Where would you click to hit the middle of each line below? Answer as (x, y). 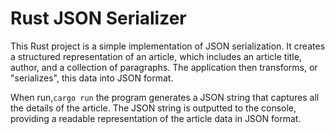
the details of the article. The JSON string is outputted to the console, (153, 108)
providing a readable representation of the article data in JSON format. (156, 118)
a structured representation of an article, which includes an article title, (156, 56)
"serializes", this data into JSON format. (92, 78)
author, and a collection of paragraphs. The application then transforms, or (164, 67)
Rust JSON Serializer (98, 18)
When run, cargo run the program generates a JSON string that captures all (165, 97)
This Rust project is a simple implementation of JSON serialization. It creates (168, 46)
